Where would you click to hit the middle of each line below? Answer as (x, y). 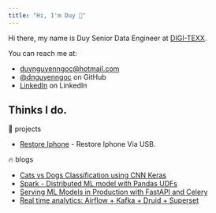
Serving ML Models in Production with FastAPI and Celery (114, 192)
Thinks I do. (37, 110)
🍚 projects (25, 129)
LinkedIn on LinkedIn (53, 85)
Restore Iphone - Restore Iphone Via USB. (88, 144)
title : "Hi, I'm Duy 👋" (47, 15)
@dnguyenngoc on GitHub (63, 77)
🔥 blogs (21, 159)
